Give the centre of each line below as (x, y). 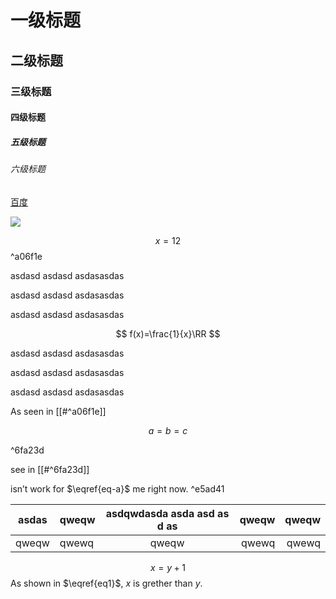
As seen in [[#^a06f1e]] (58, 411)
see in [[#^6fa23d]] (50, 469)
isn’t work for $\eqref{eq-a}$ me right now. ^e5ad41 (117, 488)
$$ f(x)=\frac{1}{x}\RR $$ (168, 333)
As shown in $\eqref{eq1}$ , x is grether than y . (106, 583)
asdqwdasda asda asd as (167, 513)
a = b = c (168, 430)
